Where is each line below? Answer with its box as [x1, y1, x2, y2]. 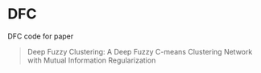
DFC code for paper [7, 31, 74, 41]
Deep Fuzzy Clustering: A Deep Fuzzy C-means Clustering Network [27, 47, 253, 56]
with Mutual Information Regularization [27, 55, 156, 65]
